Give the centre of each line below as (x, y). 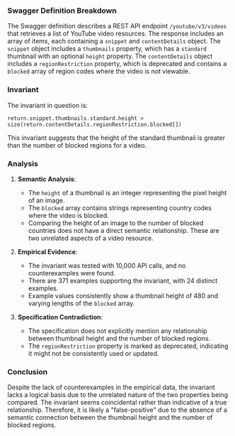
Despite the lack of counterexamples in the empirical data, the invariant (111, 387)
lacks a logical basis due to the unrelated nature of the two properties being (118, 395)
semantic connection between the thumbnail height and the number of (110, 418)
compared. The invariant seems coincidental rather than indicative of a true (117, 403)
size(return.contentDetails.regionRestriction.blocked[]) (94, 124)
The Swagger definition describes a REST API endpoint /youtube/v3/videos (117, 26)
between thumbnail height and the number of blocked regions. (119, 338)
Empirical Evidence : (47, 251)
